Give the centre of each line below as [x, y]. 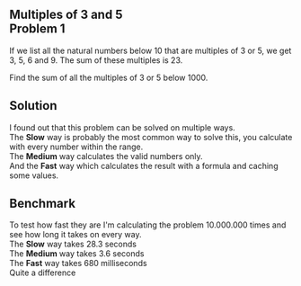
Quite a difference [43, 273]
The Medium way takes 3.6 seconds [77, 254]
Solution [33, 106]
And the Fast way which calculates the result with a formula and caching [144, 165]
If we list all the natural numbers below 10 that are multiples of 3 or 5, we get [150, 50]
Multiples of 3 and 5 [66, 15]
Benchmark [43, 204]
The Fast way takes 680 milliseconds [78, 264]
